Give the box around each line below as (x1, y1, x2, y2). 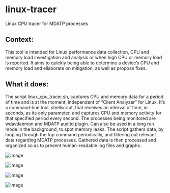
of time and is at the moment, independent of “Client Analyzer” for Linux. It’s (5, 99, 165, 105)
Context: (5, 35, 34, 44)
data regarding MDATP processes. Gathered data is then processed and (5, 137, 156, 143)
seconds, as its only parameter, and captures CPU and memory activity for (5, 110, 162, 116)
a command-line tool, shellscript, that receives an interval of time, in (5, 104, 148, 110)
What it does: (5, 80, 49, 89)
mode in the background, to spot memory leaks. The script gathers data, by (5, 126, 164, 132)
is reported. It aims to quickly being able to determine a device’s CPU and (5, 60, 159, 66)
